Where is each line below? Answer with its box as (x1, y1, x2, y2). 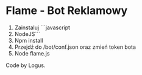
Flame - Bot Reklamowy (5, 4, 128, 18)
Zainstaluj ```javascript (14, 24, 71, 31)
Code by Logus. (5, 62, 46, 69)
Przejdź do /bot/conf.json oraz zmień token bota (14, 43, 137, 51)
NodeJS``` (14, 30, 41, 37)
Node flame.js (14, 49, 50, 57)
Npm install (14, 37, 43, 44)
